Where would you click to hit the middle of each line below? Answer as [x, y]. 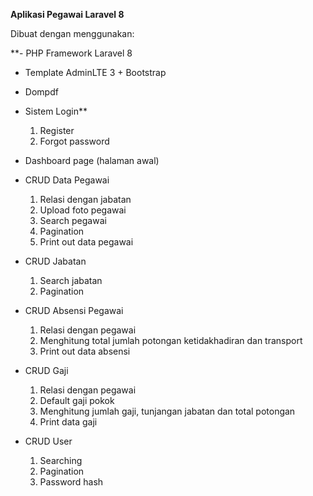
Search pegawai [73, 220]
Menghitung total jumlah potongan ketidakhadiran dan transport [171, 340]
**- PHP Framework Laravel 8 [71, 53]
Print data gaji [68, 422]
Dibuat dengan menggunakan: [72, 33]
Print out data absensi [85, 351]
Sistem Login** [56, 111]
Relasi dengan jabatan [85, 199]
